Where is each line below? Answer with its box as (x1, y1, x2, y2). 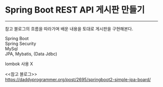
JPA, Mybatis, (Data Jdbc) (5, 51, 57, 57)
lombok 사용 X (5, 61, 33, 67)
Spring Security (5, 41, 36, 46)
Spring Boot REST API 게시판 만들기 (5, 4, 145, 15)
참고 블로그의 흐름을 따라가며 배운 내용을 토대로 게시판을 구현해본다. (5, 26, 133, 31)
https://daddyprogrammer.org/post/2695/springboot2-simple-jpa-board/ (5, 76, 151, 82)
